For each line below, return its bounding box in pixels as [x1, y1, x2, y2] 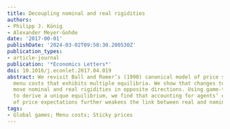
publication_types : [7, 48, 63, 55]
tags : [7, 105, 23, 112]
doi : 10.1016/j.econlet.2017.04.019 [7, 67, 112, 74]
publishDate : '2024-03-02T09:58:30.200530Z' [7, 42, 136, 48]
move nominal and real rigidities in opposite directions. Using [13, 86, 204, 93]
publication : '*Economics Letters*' [7, 61, 112, 68]
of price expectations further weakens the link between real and [13, 99, 207, 106]
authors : [7, 16, 32, 23]
